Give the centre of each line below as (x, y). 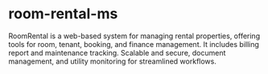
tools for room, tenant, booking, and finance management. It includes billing (134, 44)
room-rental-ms (63, 14)
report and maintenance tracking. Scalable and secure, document (117, 53)
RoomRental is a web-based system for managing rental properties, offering (134, 36)
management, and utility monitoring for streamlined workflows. (113, 61)
